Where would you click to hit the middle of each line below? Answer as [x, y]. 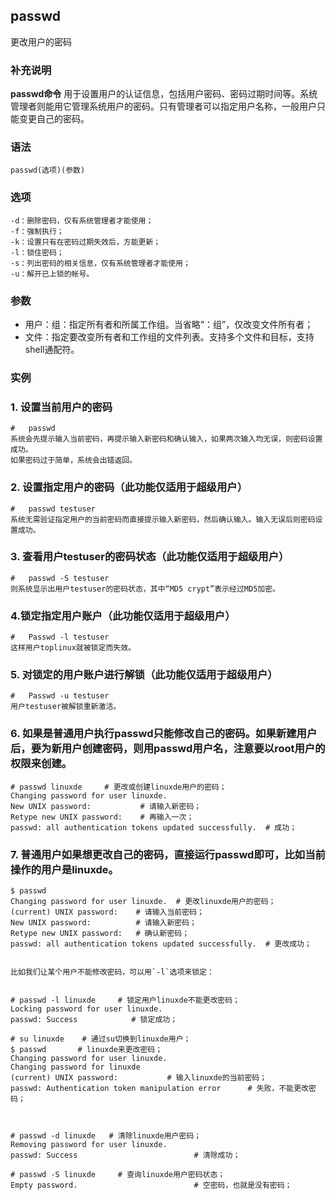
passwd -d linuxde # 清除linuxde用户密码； [110, 1136]
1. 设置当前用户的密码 [61, 407]
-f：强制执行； [37, 231]
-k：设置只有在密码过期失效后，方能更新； [86, 242]
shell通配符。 [52, 349]
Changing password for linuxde [75, 1067]
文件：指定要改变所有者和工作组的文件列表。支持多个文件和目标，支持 [169, 337]
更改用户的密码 [41, 41]
